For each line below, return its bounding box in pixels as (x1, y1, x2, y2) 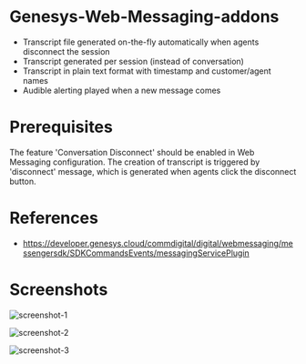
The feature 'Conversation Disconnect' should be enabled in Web (9, 147, 255, 157)
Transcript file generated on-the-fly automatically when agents (22, 36, 260, 47)
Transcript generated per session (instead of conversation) (22, 56, 244, 66)
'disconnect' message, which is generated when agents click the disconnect (9, 166, 297, 177)
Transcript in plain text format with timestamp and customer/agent (22, 66, 271, 76)
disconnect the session (22, 45, 111, 56)
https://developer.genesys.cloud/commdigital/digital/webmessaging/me (22, 238, 294, 248)
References (9, 207, 98, 228)
